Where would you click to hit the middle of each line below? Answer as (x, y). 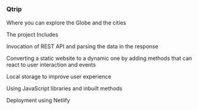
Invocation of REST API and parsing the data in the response (82, 46)
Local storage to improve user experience (59, 76)
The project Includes (32, 34)
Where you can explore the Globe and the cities (66, 23)
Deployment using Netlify (38, 100)
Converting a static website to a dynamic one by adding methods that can (99, 58)
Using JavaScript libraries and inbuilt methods (64, 88)
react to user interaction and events (51, 64)
